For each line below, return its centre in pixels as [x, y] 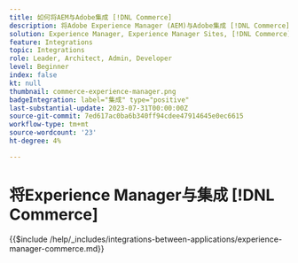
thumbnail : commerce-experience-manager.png [93, 91]
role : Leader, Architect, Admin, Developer [91, 58]
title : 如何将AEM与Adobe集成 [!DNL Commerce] [91, 17]
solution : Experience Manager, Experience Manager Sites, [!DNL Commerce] [150, 34]
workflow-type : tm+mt [49, 125]
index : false [33, 75]
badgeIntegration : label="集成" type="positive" [99, 100]
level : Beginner [39, 67]
